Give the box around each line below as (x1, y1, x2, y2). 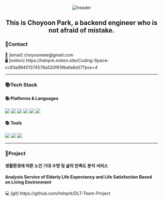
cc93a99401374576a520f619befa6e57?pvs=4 (5, 64, 98, 70)
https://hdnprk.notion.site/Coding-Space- (26, 57, 109, 63)
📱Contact (5, 41, 28, 48)
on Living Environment (5, 179, 52, 185)
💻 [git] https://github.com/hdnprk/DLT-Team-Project (5, 190, 111, 196)
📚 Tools (5, 120, 22, 126)
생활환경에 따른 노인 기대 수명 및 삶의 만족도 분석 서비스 (5, 163, 108, 168)
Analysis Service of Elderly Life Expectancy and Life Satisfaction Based (5, 174, 152, 180)
